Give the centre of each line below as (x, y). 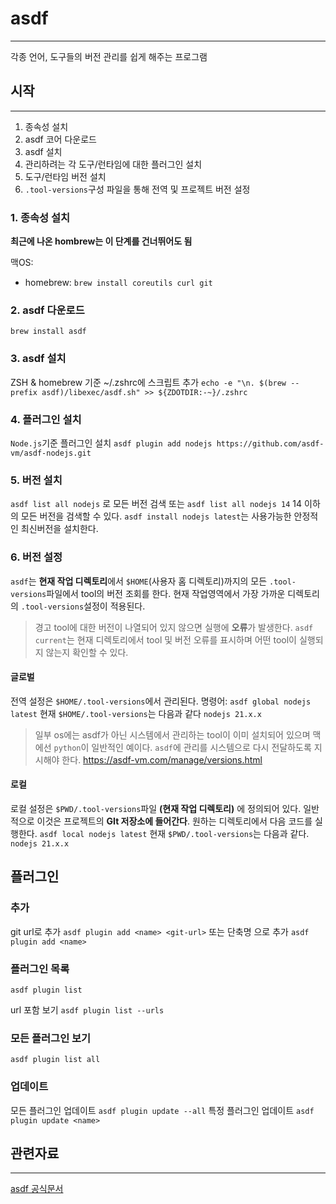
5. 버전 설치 (36, 480)
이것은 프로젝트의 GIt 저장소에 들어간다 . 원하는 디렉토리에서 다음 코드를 (174, 821)
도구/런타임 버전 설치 (65, 176)
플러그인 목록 (40, 969)
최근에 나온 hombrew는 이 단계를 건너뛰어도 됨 (101, 241)
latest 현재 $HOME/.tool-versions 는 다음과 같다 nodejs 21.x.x (136, 713)
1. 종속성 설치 (40, 217)
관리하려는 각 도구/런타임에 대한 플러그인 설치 (113, 164)
